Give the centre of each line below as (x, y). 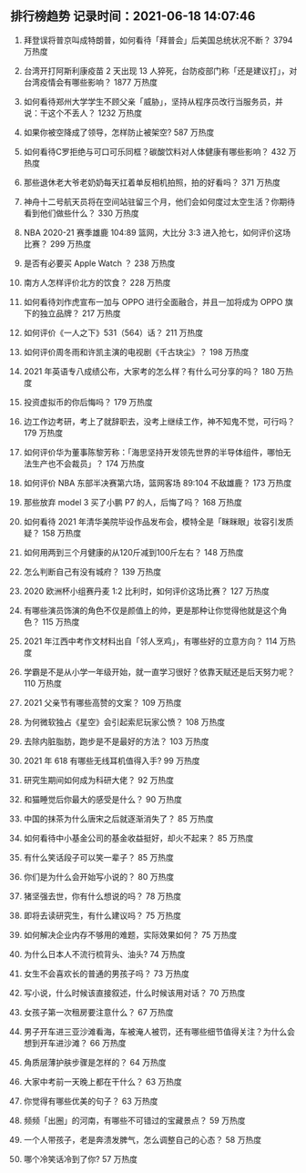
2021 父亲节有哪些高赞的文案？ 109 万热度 (102, 702)
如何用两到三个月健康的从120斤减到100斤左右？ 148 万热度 (133, 552)
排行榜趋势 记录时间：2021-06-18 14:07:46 (133, 16)
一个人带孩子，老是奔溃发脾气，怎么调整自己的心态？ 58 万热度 (143, 1139)
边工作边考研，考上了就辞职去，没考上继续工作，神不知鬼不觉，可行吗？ (159, 421)
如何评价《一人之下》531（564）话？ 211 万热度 (113, 332)
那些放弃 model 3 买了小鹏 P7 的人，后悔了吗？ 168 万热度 (133, 502)
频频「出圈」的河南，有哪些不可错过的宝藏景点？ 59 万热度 (134, 1120)
